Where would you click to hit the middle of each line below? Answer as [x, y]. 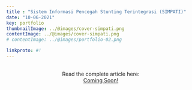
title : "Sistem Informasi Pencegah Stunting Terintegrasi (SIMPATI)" [96, 12]
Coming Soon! [101, 80]
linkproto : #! [24, 51]
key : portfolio [25, 23]
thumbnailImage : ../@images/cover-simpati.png [65, 28]
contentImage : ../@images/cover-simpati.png [63, 34]
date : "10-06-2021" [31, 17]
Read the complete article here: [101, 74]
